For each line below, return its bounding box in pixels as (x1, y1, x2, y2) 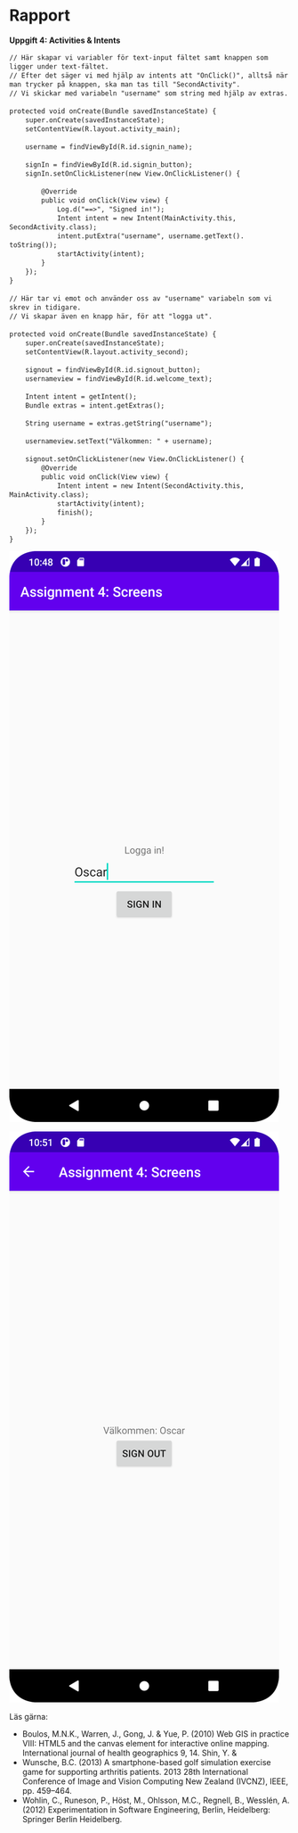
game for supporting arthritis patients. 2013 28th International (21, 1766, 249, 1777)
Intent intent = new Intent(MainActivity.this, (56, 213, 238, 223)
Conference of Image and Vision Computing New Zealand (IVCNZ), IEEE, (21, 1776, 289, 1787)
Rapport (9, 5, 71, 26)
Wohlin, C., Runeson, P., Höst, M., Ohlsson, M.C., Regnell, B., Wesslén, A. (21, 1795, 290, 1805)
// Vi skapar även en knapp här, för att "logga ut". (9, 311, 213, 321)
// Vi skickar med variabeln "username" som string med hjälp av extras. (9, 88, 289, 98)
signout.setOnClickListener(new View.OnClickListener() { (25, 454, 245, 464)
